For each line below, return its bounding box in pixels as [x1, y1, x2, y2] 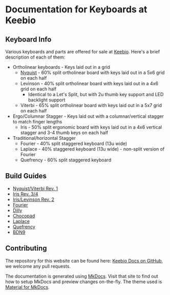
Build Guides [5, 172, 47, 180]
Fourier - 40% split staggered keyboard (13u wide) [20, 140, 128, 146]
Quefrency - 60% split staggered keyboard [20, 157, 112, 163]
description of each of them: [5, 54, 66, 60]
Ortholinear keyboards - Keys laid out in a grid [12, 64, 110, 70]
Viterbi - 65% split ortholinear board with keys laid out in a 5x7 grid [20, 102, 162, 108]
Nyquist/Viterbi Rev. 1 [12, 185, 58, 191]
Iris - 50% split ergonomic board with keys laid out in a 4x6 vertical [20, 124, 162, 130]
